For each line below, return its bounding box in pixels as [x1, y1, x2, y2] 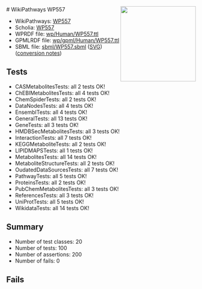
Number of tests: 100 [14, 244, 67, 252]
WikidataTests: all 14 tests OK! [14, 204, 90, 211]
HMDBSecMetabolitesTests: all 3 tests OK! [14, 128, 120, 135]
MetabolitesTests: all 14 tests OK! [14, 153, 97, 160]
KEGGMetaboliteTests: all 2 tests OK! [14, 140, 106, 148]
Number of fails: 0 [14, 257, 60, 264]
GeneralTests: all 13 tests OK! [14, 114, 88, 122]
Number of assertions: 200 [14, 250, 82, 258]
